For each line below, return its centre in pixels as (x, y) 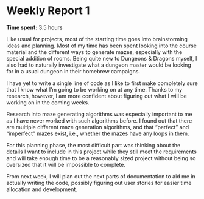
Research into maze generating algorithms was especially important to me (99, 114)
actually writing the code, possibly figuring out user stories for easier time (99, 183)
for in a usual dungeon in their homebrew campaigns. (73, 71)
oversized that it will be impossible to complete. (66, 164)
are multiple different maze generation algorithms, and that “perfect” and (98, 127)
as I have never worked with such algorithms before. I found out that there (99, 120)
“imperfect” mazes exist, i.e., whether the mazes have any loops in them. (98, 133)
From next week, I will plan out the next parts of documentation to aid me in (101, 176)
